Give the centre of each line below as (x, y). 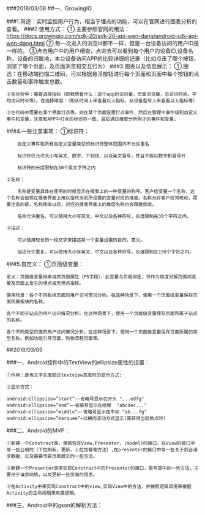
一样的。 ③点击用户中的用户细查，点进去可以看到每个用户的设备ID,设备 (97, 51)
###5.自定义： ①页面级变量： (45, 264)
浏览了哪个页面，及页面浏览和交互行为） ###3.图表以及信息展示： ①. (95, 66)
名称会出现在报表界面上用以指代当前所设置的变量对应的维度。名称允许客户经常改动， (102, 198)
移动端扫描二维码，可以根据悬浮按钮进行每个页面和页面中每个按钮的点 (111, 74)
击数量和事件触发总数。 (36, 81)
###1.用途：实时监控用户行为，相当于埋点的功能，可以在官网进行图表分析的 (102, 21)
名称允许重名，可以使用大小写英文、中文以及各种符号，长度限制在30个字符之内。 (104, 216)
